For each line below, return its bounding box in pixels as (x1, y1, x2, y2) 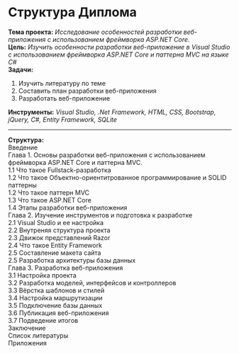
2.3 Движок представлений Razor (8, 233, 111, 241)
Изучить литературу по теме (18, 79, 106, 87)
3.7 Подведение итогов (8, 316, 79, 324)
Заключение (8, 324, 46, 332)
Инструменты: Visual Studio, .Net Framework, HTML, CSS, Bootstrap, (8, 108, 216, 116)
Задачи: (8, 65, 34, 74)
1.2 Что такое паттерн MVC (8, 188, 90, 197)
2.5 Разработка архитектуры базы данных (8, 256, 136, 264)
